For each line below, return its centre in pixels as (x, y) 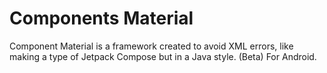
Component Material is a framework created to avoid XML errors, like (151, 46)
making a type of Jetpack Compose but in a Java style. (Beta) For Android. (163, 56)
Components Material (101, 18)
